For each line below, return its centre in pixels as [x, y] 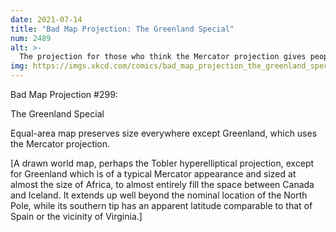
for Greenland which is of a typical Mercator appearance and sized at [153, 174]
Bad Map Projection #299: [64, 94]
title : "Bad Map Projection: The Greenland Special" [122, 29]
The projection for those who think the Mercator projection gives [163, 57]
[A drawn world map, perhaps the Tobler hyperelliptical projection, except [162, 163]
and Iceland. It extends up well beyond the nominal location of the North [159, 195]
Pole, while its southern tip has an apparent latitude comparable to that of [161, 205]
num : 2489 [31, 38]
